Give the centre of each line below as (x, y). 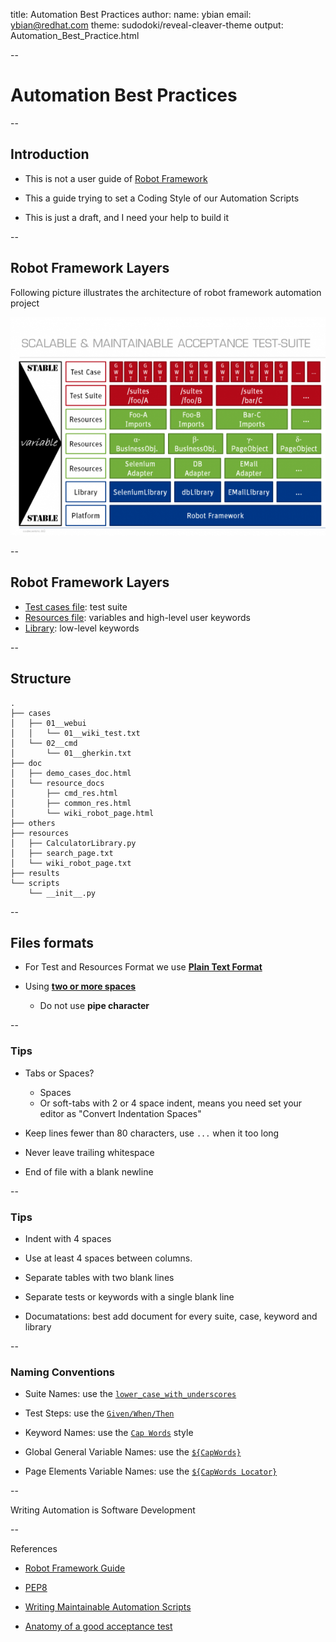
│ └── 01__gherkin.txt (71, 753)
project (25, 303)
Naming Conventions (63, 1372)
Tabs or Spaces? (59, 1073)
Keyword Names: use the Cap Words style (109, 1433)
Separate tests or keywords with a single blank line (129, 1297)
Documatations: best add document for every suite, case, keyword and (171, 1316)
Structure (41, 679)
